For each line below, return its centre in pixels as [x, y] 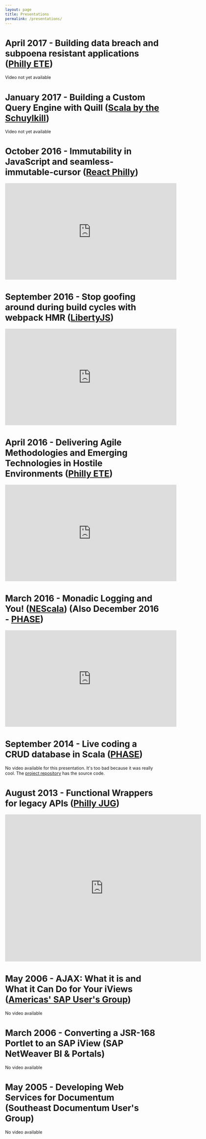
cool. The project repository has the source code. [55, 773]
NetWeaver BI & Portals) [55, 1054]
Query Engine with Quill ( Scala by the [82, 108]
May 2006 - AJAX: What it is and [73, 979]
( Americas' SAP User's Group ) [68, 1000]
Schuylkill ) [27, 118]
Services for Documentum [60, 1098]
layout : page [18, 10]
